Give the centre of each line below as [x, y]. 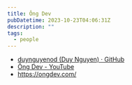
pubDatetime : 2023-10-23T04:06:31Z [59, 20]
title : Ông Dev [29, 14]
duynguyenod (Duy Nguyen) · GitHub [71, 59]
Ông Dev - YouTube [46, 67]
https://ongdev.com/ [47, 75]
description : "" [31, 26]
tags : [15, 33]
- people [26, 40]
